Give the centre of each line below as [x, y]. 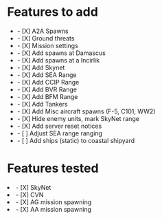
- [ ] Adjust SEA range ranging [60, 133]
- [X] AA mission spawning [54, 209]
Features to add [53, 12]
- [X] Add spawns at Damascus [61, 53]
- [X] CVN [30, 195]
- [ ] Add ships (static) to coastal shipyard [76, 140]
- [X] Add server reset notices [59, 126]
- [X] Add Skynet [41, 67]
